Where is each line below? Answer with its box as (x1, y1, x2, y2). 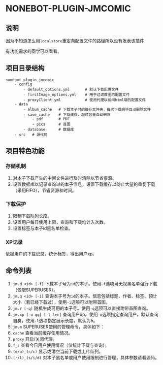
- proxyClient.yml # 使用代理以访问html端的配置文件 (23, 97, 146, 102)
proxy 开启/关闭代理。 (12, 336, 57, 342)
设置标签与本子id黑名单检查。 (12, 225, 73, 231)
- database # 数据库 (23, 127, 74, 132)
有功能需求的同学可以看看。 (5, 48, 62, 54)
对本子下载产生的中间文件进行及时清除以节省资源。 (12, 175, 117, 181)
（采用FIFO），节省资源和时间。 (12, 187, 77, 193)
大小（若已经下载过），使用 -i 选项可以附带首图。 (12, 299, 110, 305)
